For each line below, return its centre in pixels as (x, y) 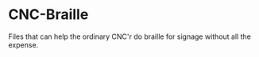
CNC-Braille (48, 15)
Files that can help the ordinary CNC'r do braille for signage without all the (130, 36)
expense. (23, 44)
